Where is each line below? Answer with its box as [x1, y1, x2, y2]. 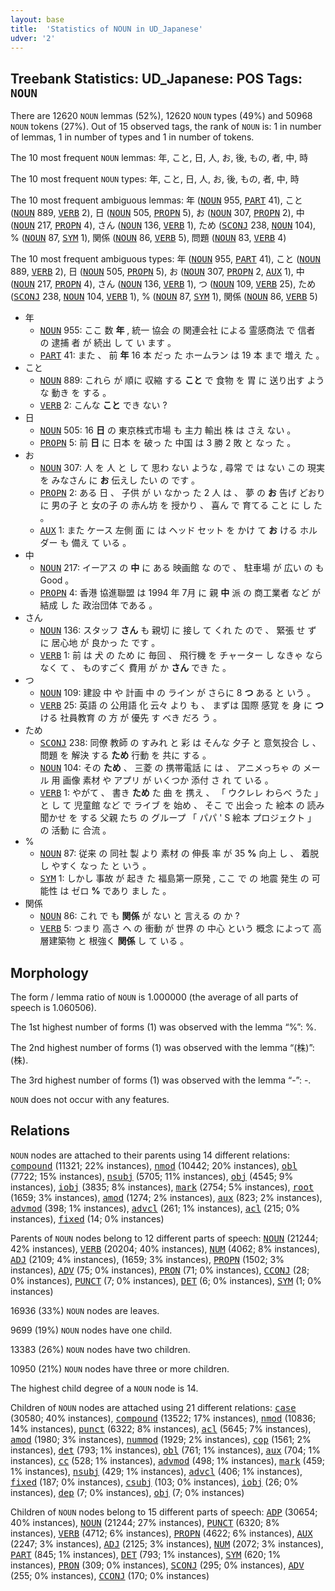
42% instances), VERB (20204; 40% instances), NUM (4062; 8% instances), [10, 1242, 320, 1255]
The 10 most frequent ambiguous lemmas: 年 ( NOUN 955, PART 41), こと [10, 194, 303, 206]
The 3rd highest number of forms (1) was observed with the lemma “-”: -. [10, 1074, 312, 1086]
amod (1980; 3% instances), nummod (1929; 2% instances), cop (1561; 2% [10, 1433, 312, 1445]
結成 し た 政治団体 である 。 [39, 599, 158, 611]
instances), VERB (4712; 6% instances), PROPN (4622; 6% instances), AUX [10, 1527, 313, 1539]
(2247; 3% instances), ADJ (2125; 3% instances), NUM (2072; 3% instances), [10, 1537, 324, 1550]
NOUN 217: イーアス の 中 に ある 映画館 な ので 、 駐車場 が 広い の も [39, 562, 325, 574]
